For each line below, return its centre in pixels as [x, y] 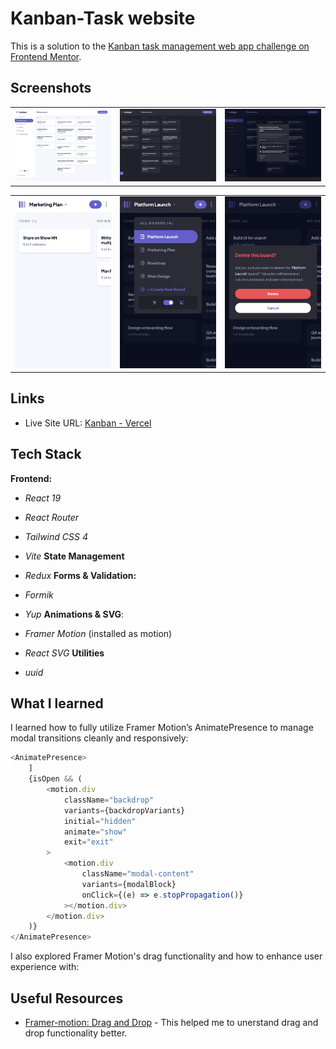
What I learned [57, 703]
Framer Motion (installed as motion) [98, 633]
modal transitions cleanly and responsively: [99, 738]
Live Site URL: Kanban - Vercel [88, 423]
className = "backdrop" [109, 800]
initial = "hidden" [100, 821]
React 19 [43, 498]
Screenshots [51, 88]
